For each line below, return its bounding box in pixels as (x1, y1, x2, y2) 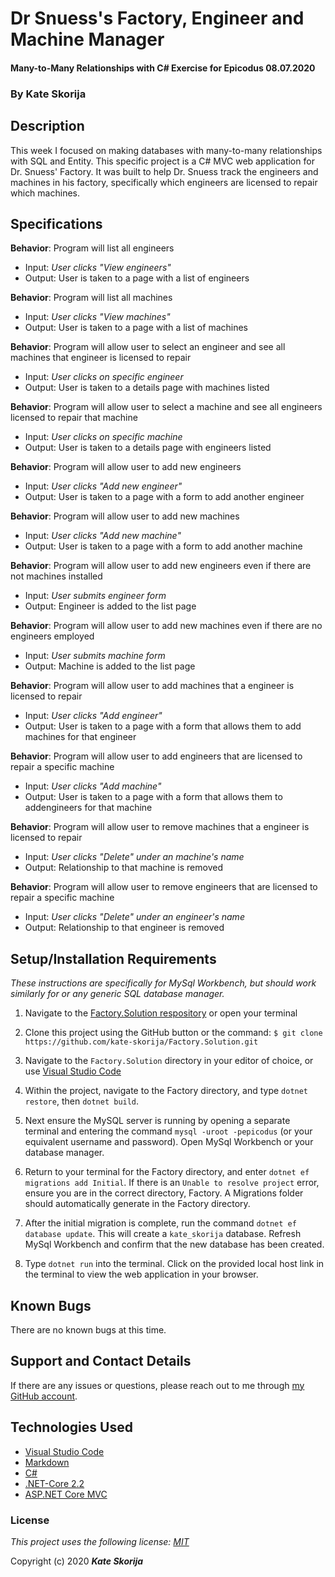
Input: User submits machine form (24, 650, 166, 662)
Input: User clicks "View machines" (24, 311, 171, 323)
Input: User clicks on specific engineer (24, 371, 184, 383)
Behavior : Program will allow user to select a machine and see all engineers (10, 401, 323, 413)
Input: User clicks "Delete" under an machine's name (24, 851, 245, 863)
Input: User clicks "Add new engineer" (24, 480, 183, 492)
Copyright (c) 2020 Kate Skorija (10, 1555, 144, 1567)
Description (10, 118, 85, 135)
